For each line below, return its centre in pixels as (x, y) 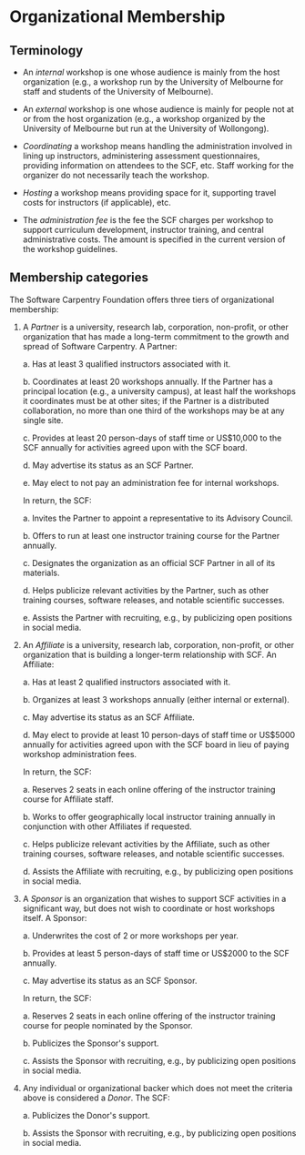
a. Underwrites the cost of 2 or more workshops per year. (131, 936)
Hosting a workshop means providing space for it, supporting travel (149, 192)
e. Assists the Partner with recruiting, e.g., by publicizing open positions (158, 617)
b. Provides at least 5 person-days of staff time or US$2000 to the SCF (156, 953)
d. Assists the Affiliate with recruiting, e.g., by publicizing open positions (158, 871)
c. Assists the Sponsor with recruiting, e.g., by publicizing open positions (159, 1060)
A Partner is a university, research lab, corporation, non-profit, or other (156, 327)
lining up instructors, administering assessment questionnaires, (141, 156)
